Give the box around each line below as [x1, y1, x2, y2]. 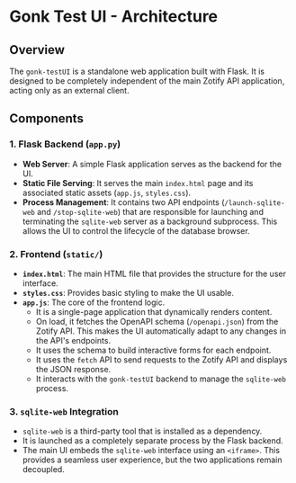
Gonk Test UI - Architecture [9, 6, 219, 27]
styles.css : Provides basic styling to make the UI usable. [22, 287, 234, 298]
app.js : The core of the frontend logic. [22, 297, 166, 308]
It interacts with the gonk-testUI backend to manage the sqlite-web [35, 373, 286, 384]
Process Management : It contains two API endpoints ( [22, 196, 225, 208]
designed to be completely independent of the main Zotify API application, [9, 76, 285, 86]
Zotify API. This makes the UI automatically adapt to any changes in [35, 326, 286, 336]
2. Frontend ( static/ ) [9, 247, 103, 260]
